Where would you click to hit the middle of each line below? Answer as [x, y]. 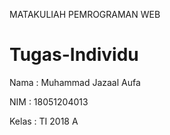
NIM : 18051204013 [49, 101]
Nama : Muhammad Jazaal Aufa [75, 82]
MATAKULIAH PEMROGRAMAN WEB [85, 14]
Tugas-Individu [74, 55]
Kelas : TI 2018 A [44, 121]
